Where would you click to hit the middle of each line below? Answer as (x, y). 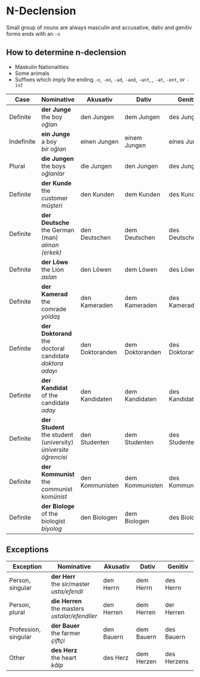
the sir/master (71, 584)
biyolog (52, 528)
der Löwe (55, 262)
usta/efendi (67, 591)
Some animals (32, 73)
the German (58, 230)
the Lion (53, 269)
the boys (54, 166)
